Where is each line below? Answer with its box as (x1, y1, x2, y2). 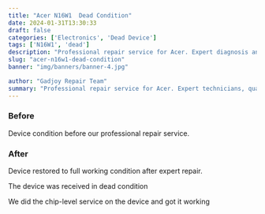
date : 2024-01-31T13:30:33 (8, 19, 97, 27)
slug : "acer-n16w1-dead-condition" (8, 56, 125, 64)
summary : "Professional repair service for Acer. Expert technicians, (8, 84, 245, 92)
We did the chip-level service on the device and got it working (8, 197, 211, 206)
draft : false (8, 26, 51, 34)
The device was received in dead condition (8, 182, 148, 191)
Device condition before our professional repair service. (8, 128, 190, 138)
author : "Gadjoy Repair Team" (8, 77, 108, 85)
